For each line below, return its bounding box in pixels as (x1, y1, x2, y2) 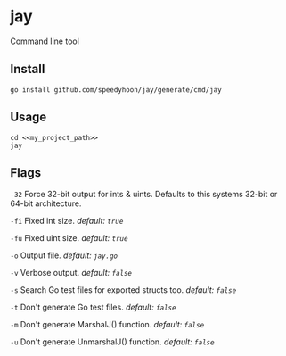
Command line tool (10, 36, 79, 46)
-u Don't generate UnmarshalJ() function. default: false (10, 336, 215, 347)
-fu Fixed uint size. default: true (10, 233, 128, 244)
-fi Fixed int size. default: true (10, 216, 124, 227)
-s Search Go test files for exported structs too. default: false (10, 285, 237, 295)
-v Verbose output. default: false (10, 268, 133, 278)
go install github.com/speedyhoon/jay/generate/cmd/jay (10, 85, 222, 95)
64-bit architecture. (10, 198, 82, 209)
